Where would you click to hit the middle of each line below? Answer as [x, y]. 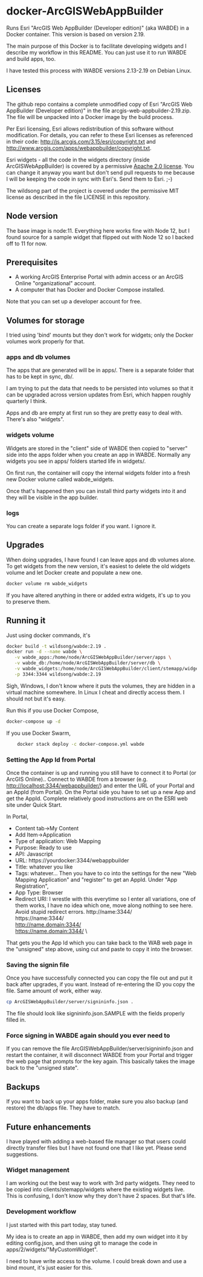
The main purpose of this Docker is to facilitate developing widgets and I [96, 46]
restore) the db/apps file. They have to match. [63, 1108]
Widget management [38, 1169]
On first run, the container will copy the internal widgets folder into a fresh [98, 473]
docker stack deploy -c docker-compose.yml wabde [81, 744]
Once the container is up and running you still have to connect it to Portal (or [101, 772]
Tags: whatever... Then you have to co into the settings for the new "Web [106, 873]
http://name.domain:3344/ [48, 924]
